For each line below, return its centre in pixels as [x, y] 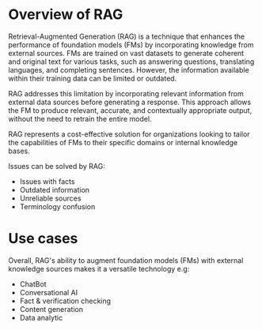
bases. [19, 151]
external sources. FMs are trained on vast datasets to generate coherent [126, 53]
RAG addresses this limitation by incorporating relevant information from [126, 93]
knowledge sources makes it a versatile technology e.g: [99, 268]
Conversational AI [49, 292]
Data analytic [41, 317]
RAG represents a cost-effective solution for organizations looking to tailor [129, 134]
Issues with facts [47, 181]
